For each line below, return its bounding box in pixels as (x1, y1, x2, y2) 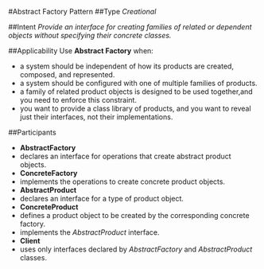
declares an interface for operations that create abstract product (19, 151, 232, 161)
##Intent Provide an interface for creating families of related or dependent (8, 22, 252, 31)
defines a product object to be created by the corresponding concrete (19, 211, 250, 220)
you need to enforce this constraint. (19, 96, 138, 104)
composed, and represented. (19, 70, 115, 79)
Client (19, 236, 41, 245)
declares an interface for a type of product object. (19, 194, 184, 203)
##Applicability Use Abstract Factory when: (8, 46, 153, 55)
